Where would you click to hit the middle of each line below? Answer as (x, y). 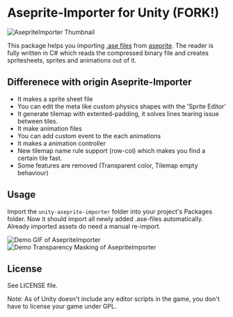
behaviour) (33, 172)
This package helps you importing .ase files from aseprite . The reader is (111, 45)
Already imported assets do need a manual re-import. (84, 226)
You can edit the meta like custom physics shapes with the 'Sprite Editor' (122, 106)
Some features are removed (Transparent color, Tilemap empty (107, 165)
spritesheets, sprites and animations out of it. (72, 60)
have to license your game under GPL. (62, 307)
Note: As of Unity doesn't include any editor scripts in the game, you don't (114, 299)
